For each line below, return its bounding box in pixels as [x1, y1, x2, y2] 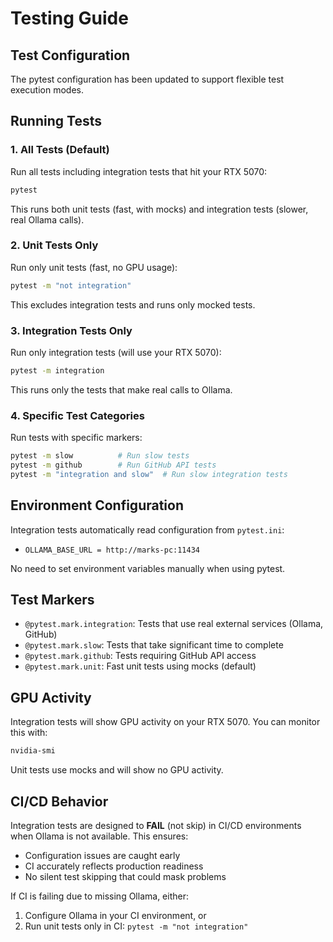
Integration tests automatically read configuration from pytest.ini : [10, 523, 285, 536]
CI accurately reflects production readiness [24, 860, 204, 872]
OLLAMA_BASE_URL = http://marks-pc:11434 [24, 545, 200, 555]
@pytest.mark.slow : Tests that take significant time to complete [24, 639, 284, 651]
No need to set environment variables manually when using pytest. [10, 562, 286, 574]
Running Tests [10, 113, 102, 130]
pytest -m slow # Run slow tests [10, 451, 190, 461]
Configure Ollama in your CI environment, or [24, 909, 207, 921]
